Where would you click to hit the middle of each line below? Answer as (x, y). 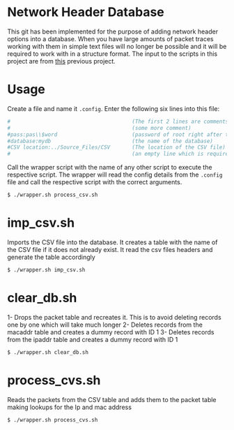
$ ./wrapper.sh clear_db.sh (48, 352)
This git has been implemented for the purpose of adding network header (112, 31)
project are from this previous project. (62, 61)
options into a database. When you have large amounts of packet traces (110, 38)
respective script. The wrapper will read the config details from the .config (115, 175)
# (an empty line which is (106, 154)
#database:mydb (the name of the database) (110, 141)
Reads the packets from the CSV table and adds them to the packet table (112, 399)
